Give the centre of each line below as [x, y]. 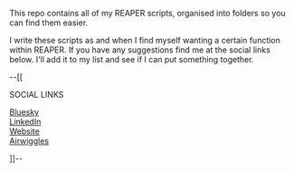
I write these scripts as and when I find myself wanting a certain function [145, 40]
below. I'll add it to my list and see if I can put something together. [132, 59]
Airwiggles [29, 141]
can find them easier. [49, 23]
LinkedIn [25, 122]
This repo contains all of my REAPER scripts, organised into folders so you [148, 13]
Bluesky [24, 112]
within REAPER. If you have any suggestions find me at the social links [140, 50]
